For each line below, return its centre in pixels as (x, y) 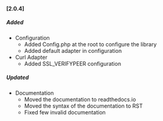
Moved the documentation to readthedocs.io (80, 99)
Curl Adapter (31, 57)
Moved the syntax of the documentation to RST (83, 106)
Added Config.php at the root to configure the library (90, 44)
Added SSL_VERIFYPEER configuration (73, 63)
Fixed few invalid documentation (65, 112)
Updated (18, 78)
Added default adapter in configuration (73, 50)
